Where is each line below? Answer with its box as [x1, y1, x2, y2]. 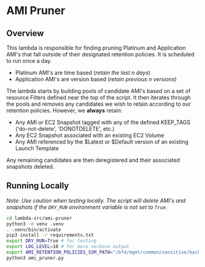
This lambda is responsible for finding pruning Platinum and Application [6, 44, 186, 51]
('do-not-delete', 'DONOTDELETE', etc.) [15, 125, 115, 132]
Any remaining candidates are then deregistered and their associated [6, 156, 180, 164]
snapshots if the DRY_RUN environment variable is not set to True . [6, 203, 168, 211]
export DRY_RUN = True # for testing [6, 238, 97, 244]
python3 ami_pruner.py [6, 255, 64, 261]
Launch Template [15, 145, 59, 152]
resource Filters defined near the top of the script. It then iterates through [6, 94, 191, 101]
